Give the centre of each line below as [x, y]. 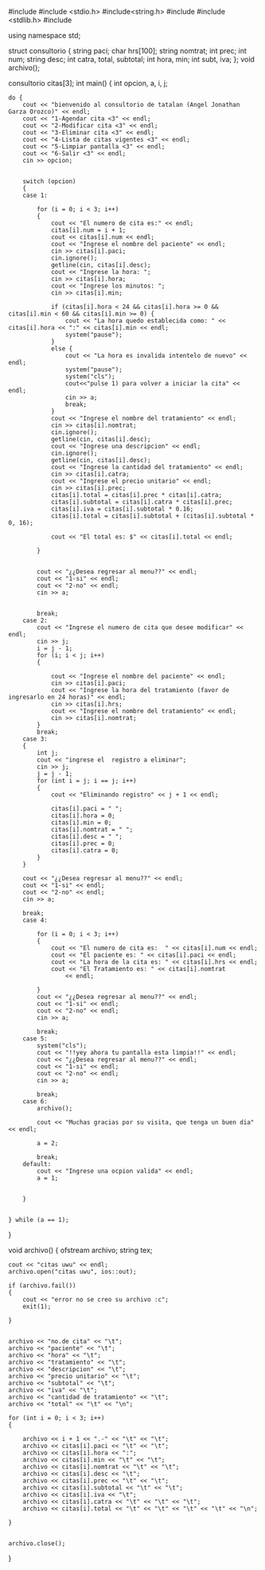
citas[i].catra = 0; [85, 851]
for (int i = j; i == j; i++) [87, 781]
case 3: [35, 739]
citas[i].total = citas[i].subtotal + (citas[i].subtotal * [152, 516]
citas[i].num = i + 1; [88, 230]
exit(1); [37, 1306]
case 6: [35, 1102]
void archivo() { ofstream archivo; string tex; [80, 1250]
